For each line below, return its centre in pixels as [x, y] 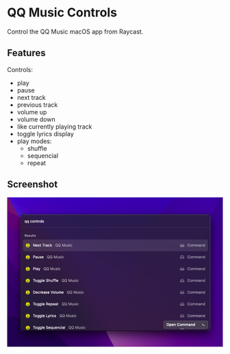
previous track [37, 105]
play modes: [35, 141]
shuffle [37, 148]
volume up [32, 112]
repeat [37, 163]
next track [31, 97]
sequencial [43, 155]
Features [26, 53]
